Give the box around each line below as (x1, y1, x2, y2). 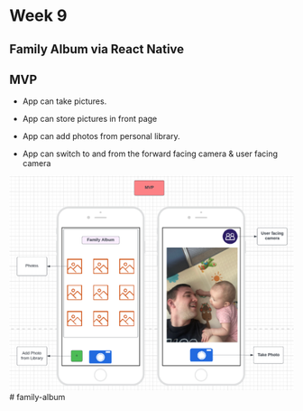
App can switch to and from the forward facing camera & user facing (22, 148, 278, 159)
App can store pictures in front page (22, 114, 158, 125)
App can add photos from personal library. (22, 131, 180, 142)
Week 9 (9, 5, 68, 26)
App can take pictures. (22, 96, 107, 107)
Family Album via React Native (9, 42, 185, 57)
